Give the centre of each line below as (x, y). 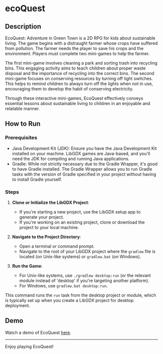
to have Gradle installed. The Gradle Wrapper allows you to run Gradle (82, 169)
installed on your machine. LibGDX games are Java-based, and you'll (81, 153)
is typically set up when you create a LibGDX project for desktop (69, 300)
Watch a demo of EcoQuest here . (38, 332)
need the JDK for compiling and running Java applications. (71, 159)
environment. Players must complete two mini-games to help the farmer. (77, 53)
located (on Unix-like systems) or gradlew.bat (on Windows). (80, 256)
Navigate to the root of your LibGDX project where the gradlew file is (87, 251)
